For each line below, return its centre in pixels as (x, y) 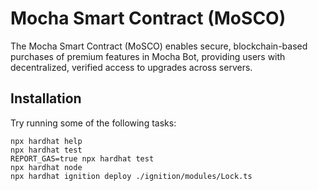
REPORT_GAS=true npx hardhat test (82, 158)
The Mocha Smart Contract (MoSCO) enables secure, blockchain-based (159, 46)
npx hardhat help (46, 141)
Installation (46, 98)
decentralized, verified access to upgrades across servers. (131, 67)
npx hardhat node (46, 167)
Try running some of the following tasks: (93, 123)
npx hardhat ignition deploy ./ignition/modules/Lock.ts (131, 176)
